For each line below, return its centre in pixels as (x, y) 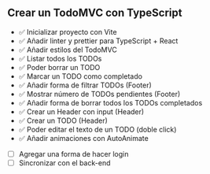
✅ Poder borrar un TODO (59, 67)
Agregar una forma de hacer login (74, 154)
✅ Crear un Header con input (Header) (81, 111)
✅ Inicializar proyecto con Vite (68, 31)
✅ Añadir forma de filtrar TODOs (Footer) (85, 85)
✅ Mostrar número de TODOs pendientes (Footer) (99, 94)
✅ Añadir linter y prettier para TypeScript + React (98, 41)
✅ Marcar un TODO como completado (81, 76)
